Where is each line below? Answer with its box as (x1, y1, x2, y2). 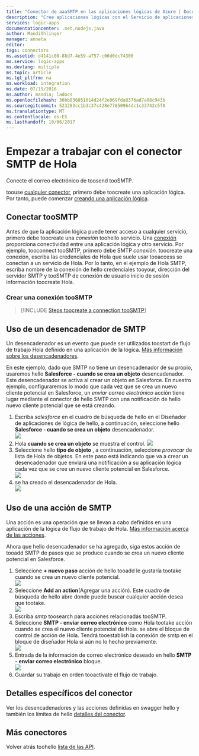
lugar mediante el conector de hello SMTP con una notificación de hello (6, 395, 181, 402)
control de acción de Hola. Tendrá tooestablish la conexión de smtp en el (14, 631, 193, 639)
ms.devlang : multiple (6, 64, 60, 70)
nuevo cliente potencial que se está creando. (6, 402, 116, 409)
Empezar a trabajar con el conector (6, 145, 182, 158)
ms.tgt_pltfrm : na (6, 75, 52, 81)
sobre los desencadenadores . (6, 352, 79, 360)
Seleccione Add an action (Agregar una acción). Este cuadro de (14, 587, 170, 594)
